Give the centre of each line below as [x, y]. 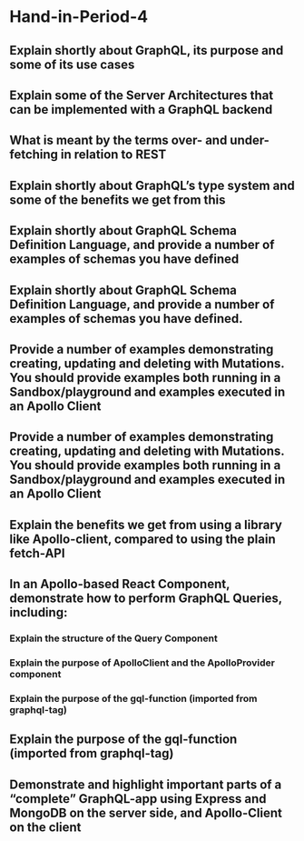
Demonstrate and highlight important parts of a [146, 784]
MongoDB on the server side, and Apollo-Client [146, 812]
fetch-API [37, 553]
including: [39, 612]
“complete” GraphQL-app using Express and [138, 799]
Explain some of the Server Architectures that [142, 95]
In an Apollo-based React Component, [120, 584]
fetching [34, 155]
